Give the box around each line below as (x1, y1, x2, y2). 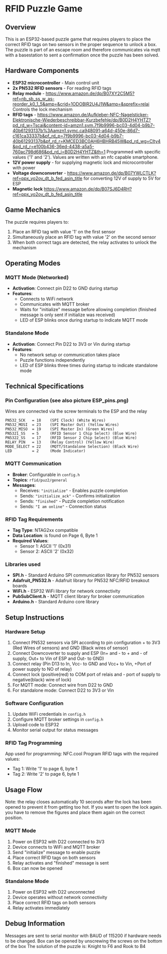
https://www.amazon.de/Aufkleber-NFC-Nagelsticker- (37, 111, 149, 117)
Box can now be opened (12, 865, 63, 871)
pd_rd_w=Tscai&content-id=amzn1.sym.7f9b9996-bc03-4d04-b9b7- (12, 122, 155, 128)
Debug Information (5, 920, 65, 928)
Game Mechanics (5, 206, 61, 214)
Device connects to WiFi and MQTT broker (12, 844, 100, 850)
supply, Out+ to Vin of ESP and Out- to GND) (12, 655, 104, 661)
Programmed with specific (106, 148, 161, 155)
